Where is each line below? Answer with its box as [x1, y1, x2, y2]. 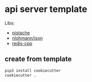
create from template [4, 55, 72, 63]
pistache [11, 29, 30, 35]
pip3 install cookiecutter [4, 68, 61, 73]
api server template [4, 3, 87, 15]
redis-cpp [11, 40, 32, 46]
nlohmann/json [11, 35, 43, 41]
